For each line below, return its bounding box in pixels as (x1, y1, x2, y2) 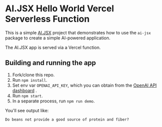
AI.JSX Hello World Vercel (5, 3, 115, 14)
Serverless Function (5, 13, 90, 25)
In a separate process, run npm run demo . (12, 98, 95, 104)
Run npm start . (12, 93, 43, 98)
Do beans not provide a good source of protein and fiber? (5, 117, 129, 122)
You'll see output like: (5, 107, 49, 113)
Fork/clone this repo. (12, 72, 55, 78)
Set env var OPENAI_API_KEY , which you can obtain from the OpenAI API (12, 82, 157, 88)
